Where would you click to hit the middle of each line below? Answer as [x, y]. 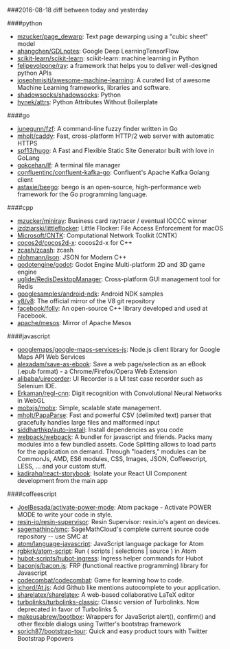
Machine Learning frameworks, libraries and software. [94, 87]
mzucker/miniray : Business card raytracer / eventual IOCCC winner [112, 221]
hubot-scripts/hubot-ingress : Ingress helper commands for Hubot [110, 558]
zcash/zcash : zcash [45, 250]
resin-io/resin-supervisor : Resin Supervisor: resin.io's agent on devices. [119, 522]
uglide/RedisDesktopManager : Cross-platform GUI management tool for [119, 279]
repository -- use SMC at [52, 536]
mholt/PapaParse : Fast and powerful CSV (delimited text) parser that [114, 415]
